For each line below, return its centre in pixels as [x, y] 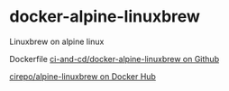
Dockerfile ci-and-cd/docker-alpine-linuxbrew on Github [114, 59]
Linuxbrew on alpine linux [57, 41]
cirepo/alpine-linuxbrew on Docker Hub [82, 76]
